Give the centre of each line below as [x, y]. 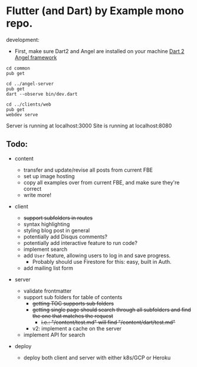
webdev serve [22, 114]
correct [32, 189]
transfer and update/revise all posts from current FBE [88, 170]
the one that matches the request [73, 316]
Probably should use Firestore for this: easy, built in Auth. [102, 261]
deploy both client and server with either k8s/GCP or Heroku [97, 358]
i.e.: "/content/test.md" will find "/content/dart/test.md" [108, 322]
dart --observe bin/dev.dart [42, 94]
